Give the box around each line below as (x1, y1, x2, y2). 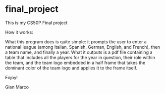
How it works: (5, 29, 34, 35)
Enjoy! (5, 74, 18, 80)
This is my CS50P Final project (5, 20, 68, 26)
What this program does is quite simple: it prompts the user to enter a (5, 38, 147, 45)
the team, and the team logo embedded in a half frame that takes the (5, 60, 146, 65)
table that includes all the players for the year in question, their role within (5, 54, 155, 60)
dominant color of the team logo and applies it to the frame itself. (5, 65, 138, 71)
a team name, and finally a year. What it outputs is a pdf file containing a (5, 49, 153, 55)
